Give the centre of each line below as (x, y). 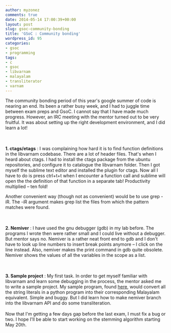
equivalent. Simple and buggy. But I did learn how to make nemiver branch (83, 297)
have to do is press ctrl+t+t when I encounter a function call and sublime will (85, 175)
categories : (18, 43)
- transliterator (24, 81)
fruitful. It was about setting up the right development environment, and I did (85, 122)
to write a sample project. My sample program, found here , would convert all (85, 287)
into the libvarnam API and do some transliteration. (58, 303)
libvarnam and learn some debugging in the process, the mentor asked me (83, 281)
